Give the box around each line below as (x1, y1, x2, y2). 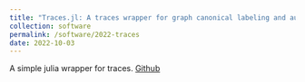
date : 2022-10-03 (9, 38, 75, 48)
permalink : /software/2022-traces (9, 30, 141, 39)
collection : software (9, 22, 92, 31)
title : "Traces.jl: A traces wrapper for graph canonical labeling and (9, 13, 286, 23)
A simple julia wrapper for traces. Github (9, 63, 161, 74)
